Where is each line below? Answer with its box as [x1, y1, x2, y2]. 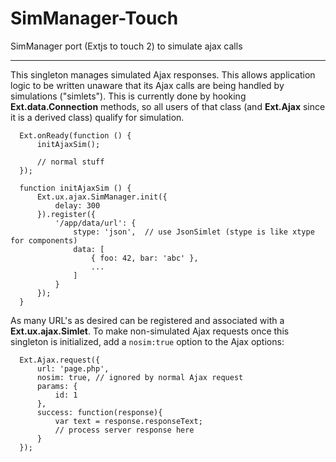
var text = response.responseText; [54, 416, 203, 426]
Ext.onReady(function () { [19, 130, 132, 141]
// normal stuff [36, 157, 105, 167]
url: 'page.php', [36, 363, 110, 374]
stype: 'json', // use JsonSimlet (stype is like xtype [73, 227, 315, 237]
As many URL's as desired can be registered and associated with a [10, 314, 285, 326]
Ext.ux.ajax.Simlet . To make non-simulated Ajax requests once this [10, 325, 290, 337]
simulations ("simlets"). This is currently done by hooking [10, 90, 247, 102]
